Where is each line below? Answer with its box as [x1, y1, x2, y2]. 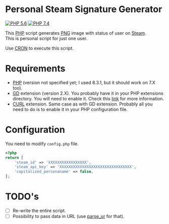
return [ [5, 155, 24, 160]
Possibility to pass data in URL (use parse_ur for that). [12, 213, 125, 219]
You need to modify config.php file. [5, 140, 79, 147]
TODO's [5, 191, 39, 202]
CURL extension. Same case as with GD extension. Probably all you [12, 101, 153, 107]
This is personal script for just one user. [5, 35, 88, 41]
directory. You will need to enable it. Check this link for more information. [12, 95, 164, 101]
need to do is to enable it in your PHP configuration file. [12, 106, 128, 112]
